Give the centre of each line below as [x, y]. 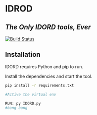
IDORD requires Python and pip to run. [44, 66]
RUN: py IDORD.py [23, 103]
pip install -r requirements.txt [40, 85]
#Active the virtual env [31, 94]
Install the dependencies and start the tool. [49, 76]
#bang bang [16, 108]
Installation [23, 55]
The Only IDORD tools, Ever [48, 27]
